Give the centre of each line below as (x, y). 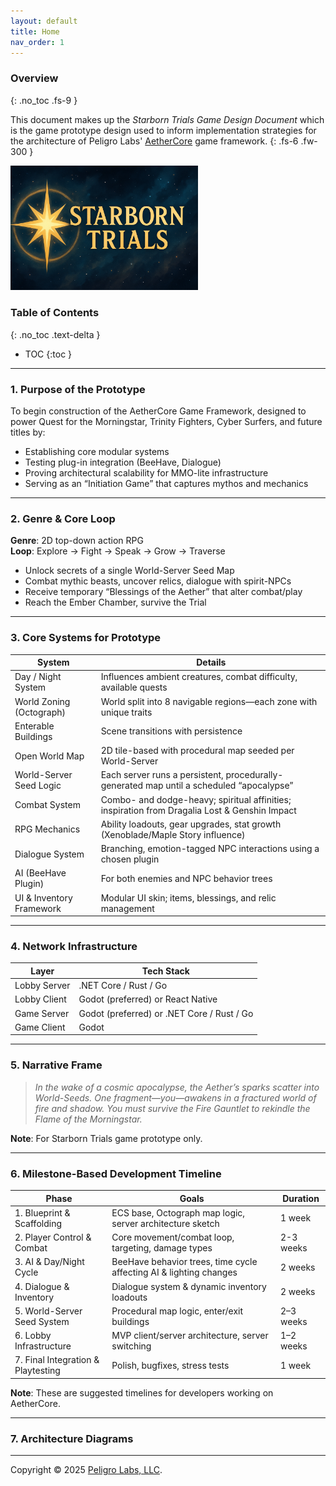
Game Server (42, 1013)
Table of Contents (55, 313)
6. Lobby (33, 1336)
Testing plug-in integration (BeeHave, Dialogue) (123, 462)
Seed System (42, 1321)
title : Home (35, 31)
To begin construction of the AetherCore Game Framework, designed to (158, 411)
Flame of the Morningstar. (88, 1119)
